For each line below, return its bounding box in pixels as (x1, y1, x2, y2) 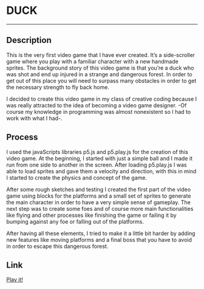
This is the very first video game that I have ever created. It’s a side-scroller (6, 51, 195, 58)
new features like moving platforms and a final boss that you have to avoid (6, 236, 192, 243)
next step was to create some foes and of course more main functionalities (6, 205, 194, 212)
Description (6, 35, 52, 45)
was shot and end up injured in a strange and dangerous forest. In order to (6, 70, 192, 78)
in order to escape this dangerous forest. (6, 242, 109, 250)
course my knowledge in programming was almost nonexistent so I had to (6, 108, 191, 115)
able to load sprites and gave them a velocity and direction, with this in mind (6, 167, 197, 174)
